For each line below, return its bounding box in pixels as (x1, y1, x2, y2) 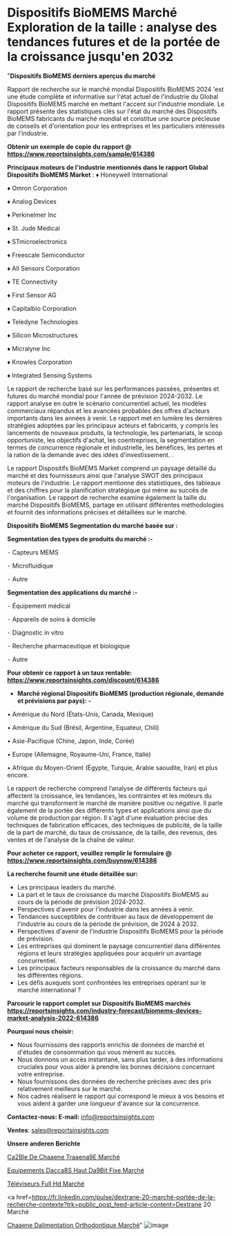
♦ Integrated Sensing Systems (7, 371, 93, 379)
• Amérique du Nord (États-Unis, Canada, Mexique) (7, 710, 154, 718)
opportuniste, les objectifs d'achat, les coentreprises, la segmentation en (7, 436, 215, 444)
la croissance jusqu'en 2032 (7, 49, 174, 65)
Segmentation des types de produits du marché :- (7, 534, 153, 543)
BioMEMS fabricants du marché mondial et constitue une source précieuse (7, 114, 220, 122)
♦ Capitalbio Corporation (7, 304, 77, 312)
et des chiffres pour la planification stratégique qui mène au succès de (7, 485, 209, 494)
